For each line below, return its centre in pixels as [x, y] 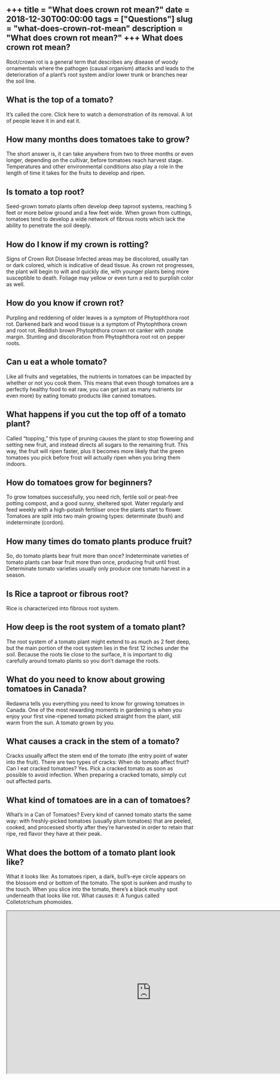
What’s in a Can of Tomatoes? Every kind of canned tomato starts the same [99, 815]
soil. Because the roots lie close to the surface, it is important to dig [89, 654]
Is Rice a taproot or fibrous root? [67, 594]
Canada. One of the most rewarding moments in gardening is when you [94, 710]
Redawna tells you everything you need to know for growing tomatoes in [95, 703]
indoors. [16, 464]
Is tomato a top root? [45, 192]
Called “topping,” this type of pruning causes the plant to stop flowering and [100, 438]
